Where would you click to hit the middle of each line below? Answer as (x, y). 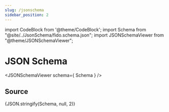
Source (17, 91)
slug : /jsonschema (24, 10)
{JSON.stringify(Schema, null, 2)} (40, 104)
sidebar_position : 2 (27, 15)
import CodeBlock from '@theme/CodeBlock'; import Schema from (76, 29)
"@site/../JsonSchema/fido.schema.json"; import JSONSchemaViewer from (84, 35)
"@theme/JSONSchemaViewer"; (39, 40)
